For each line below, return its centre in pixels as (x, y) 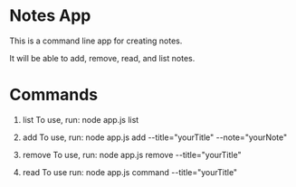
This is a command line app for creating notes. (96, 41)
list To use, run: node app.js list (81, 119)
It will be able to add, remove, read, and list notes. (102, 58)
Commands (54, 95)
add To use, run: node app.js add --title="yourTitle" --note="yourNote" (155, 137)
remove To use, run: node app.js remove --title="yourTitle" (132, 154)
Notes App (50, 16)
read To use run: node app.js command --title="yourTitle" (130, 172)
